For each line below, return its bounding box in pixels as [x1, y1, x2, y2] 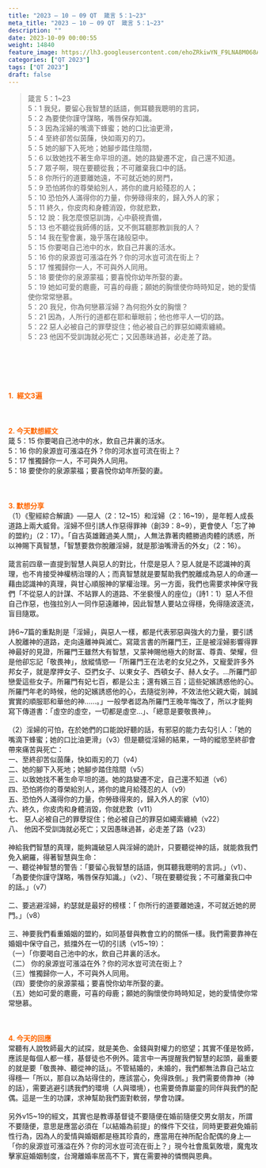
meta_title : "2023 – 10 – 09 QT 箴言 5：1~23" [8, 19, 165, 27]
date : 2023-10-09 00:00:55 [8, 33, 97, 42]
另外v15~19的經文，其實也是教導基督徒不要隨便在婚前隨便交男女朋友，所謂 [8, 1111, 253, 1120]
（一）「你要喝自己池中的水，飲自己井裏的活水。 [8, 948, 165, 958]
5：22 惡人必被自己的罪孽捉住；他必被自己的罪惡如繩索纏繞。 [27, 322, 230, 331]
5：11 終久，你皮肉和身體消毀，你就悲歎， [27, 202, 165, 212]
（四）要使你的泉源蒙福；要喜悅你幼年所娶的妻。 [8, 978, 168, 988]
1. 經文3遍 [8, 391, 43, 400]
